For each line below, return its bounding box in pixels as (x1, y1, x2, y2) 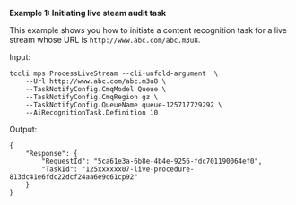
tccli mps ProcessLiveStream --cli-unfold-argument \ (9, 69, 219, 78)
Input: (9, 52, 31, 62)
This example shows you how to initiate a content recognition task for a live (9, 25, 288, 35)
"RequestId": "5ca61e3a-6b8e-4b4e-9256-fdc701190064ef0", (41, 157, 263, 166)
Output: (9, 124, 38, 134)
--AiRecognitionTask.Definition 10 (25, 108, 159, 117)
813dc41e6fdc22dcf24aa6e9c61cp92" (9, 173, 139, 182)
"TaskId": (41, 165, 78, 174)
